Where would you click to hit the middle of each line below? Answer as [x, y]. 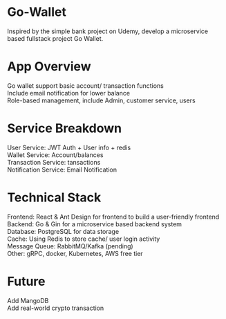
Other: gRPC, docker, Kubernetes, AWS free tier [75, 253]
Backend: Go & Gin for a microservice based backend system [94, 224]
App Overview [49, 67]
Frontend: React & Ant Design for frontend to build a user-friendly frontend [113, 217]
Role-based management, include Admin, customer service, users [101, 100]
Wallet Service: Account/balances [55, 155]
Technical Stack [54, 197]
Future [27, 281]
